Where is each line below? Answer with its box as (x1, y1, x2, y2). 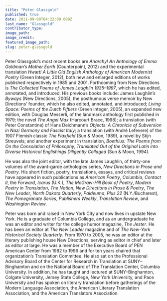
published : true (5, 12, 39, 17)
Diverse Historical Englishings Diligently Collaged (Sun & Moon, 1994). (5, 148, 150, 154)
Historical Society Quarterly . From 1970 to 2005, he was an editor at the (5, 231, 153, 237)
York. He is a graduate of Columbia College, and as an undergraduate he (5, 215, 155, 221)
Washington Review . (5, 200, 47, 206)
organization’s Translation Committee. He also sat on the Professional (5, 253, 148, 259)
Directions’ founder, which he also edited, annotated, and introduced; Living (5, 100, 161, 106)
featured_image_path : (5, 40, 50, 45)
